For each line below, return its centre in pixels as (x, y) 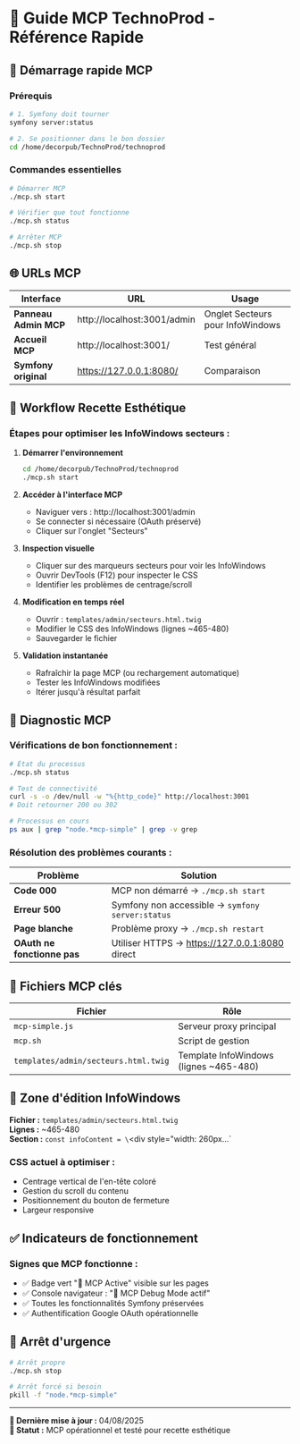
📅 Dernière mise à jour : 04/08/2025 (77, 1421)
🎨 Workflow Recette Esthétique (98, 408)
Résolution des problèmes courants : (91, 852)
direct (124, 954)
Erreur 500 (37, 909)
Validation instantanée (65, 655)
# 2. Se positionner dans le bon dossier (87, 139)
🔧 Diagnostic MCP (60, 720)
